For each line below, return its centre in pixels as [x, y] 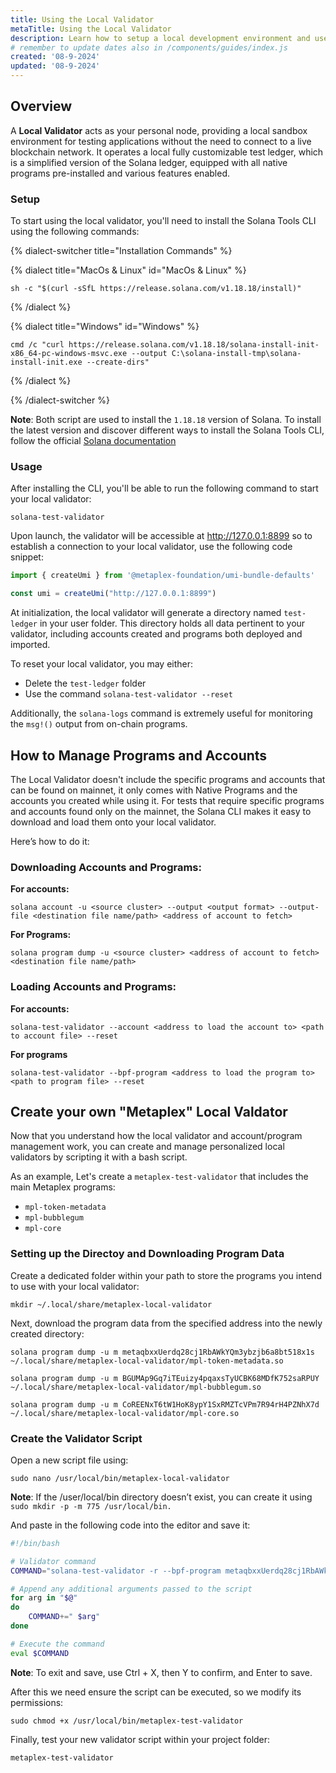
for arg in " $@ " [44, 1598]
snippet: [27, 557]
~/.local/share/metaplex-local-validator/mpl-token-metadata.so [147, 1361]
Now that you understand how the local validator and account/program [156, 1136]
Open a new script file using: [69, 1460]
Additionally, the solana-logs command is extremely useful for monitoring [161, 713]
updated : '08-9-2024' [55, 66]
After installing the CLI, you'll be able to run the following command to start [164, 488]
